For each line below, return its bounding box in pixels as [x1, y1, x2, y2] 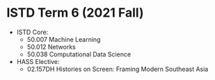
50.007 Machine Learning [26, 35, 101, 43]
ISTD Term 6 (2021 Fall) [6, 5, 144, 21]
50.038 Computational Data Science [26, 50, 132, 58]
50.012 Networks [26, 42, 76, 51]
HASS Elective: [16, 57, 60, 65]
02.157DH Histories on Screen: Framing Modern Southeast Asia [26, 65, 209, 73]
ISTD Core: [16, 28, 49, 36]
